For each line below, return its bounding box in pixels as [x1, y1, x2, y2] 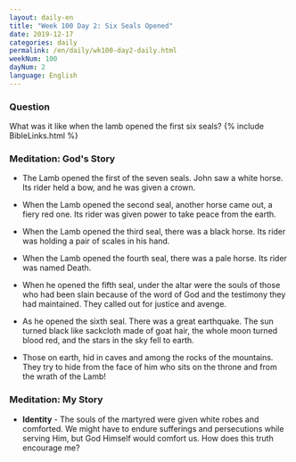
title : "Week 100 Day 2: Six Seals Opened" [9, 21, 174, 30]
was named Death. [21, 262, 92, 273]
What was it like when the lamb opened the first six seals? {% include [9, 121, 265, 132]
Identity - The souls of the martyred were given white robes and [21, 414, 259, 425]
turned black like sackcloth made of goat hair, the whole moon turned [21, 326, 278, 336]
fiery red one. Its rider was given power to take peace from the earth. [21, 209, 276, 219]
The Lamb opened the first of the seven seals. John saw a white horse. [21, 173, 284, 184]
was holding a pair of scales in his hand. [21, 235, 170, 246]
